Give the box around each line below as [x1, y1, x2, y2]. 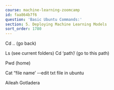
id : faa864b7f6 [5, 12, 37, 17]
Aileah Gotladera [5, 80, 40, 86]
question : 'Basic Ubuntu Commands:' [5, 17, 82, 22]
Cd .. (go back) [5, 40, 36, 46]
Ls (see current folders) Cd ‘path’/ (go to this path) [5, 50, 109, 56]
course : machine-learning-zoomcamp [5, 7, 80, 13]
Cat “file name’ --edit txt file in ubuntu [5, 70, 84, 76]
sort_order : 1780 [5, 26, 42, 32]
